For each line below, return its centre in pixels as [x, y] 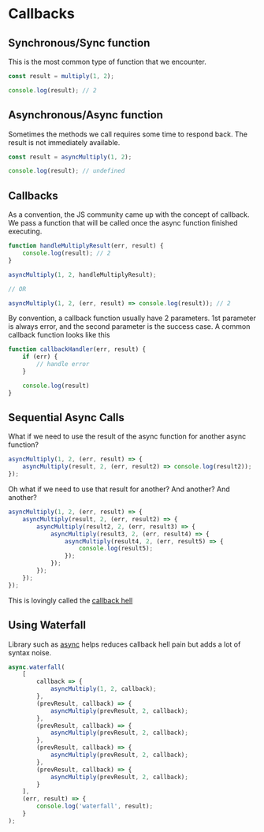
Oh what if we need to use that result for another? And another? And [119, 489]
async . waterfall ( [37, 667]
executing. [25, 231]
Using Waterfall [47, 625]
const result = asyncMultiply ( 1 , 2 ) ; [70, 157]
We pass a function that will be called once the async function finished [123, 223]
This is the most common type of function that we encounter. [107, 62]
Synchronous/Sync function [79, 43]
